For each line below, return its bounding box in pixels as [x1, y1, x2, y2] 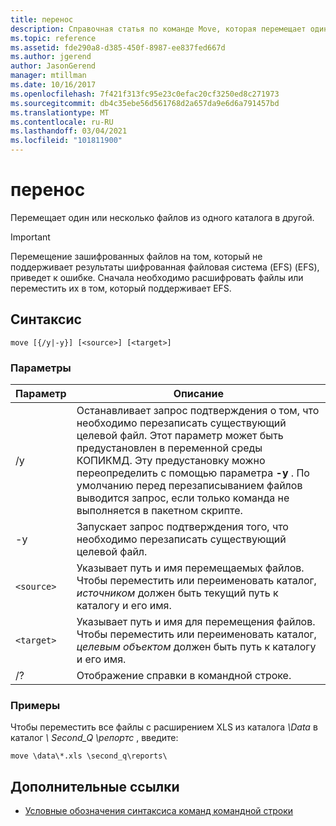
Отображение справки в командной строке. [76, 669, 292, 683]
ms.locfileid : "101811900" [10, 136, 123, 146]
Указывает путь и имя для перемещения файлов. [76, 615, 316, 629]
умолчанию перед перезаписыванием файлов [76, 479, 303, 493]
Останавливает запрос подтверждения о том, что [76, 404, 320, 418]
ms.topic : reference [10, 33, 97, 43]
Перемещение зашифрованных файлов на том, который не [10, 250, 263, 262]
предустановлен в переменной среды [76, 441, 263, 455]
